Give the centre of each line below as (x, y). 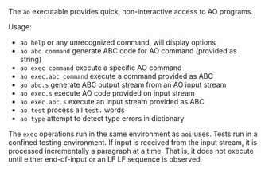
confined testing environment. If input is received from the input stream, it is (132, 142)
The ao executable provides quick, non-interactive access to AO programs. (131, 12)
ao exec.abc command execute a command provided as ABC (116, 76)
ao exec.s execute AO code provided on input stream (107, 93)
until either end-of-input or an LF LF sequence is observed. (105, 159)
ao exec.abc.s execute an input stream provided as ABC (112, 102)
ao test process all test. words (72, 110)
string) (31, 59)
